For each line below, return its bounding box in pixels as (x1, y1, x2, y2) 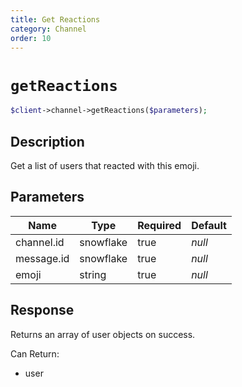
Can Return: (10, 347, 60, 360)
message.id (15, 251, 70, 265)
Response (10, 302, 75, 319)
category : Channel (10, 24, 87, 34)
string (79, 267, 107, 281)
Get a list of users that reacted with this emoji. (10, 160, 200, 171)
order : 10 (10, 33, 52, 43)
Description (10, 133, 85, 150)
